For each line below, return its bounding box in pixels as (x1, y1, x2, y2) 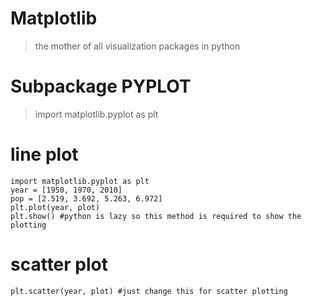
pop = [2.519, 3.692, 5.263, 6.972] (10, 193, 163, 204)
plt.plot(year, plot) (10, 202, 101, 212)
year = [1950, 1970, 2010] (10, 185, 123, 195)
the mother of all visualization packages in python (34, 40, 241, 52)
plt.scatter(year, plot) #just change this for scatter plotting (10, 286, 288, 296)
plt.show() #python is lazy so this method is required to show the (10, 211, 302, 221)
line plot (10, 143, 79, 166)
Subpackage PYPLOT (10, 75, 192, 98)
